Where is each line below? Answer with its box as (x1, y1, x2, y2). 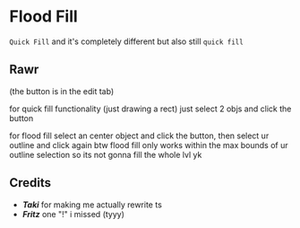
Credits (9, 175, 52, 190)
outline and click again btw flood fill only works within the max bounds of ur (9, 139, 288, 150)
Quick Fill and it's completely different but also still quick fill (9, 36, 244, 47)
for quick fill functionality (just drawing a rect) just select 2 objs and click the (9, 103, 292, 114)
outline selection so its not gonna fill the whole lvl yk (9, 149, 202, 160)
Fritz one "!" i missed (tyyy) (21, 208, 125, 219)
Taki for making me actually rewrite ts (21, 199, 163, 210)
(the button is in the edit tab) (9, 85, 115, 96)
